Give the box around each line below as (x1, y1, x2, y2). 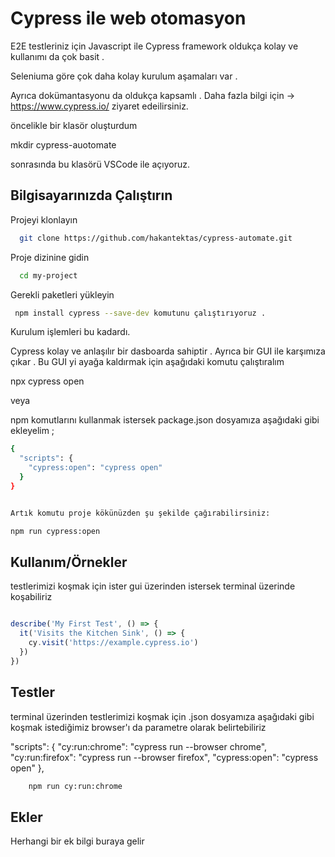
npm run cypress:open (10, 526, 101, 536)
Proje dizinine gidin (10, 251, 90, 263)
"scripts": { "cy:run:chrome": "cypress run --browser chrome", (10, 740, 268, 752)
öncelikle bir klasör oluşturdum (10, 119, 138, 131)
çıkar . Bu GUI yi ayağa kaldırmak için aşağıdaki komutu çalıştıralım (10, 356, 285, 368)
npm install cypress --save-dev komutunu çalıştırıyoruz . (14, 308, 267, 318)
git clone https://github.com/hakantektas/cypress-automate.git (19, 233, 293, 243)
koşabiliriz (10, 591, 53, 603)
